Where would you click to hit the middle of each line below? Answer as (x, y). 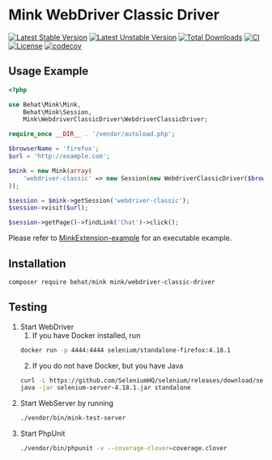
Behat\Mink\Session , (57, 112)
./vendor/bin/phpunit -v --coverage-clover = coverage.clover (123, 449)
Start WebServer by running (67, 403)
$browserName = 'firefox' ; (54, 149)
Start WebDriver (47, 327)
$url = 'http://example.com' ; (59, 156)
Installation (37, 263)
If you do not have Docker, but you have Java (108, 365)
